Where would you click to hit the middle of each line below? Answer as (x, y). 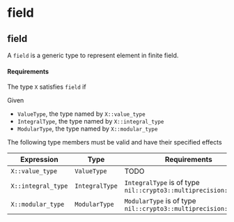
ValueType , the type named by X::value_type (81, 114)
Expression (39, 160)
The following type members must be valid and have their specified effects (115, 142)
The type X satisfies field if (47, 87)
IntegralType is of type (162, 183)
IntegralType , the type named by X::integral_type (91, 121)
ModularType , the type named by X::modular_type (87, 129)
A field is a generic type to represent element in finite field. (93, 55)
